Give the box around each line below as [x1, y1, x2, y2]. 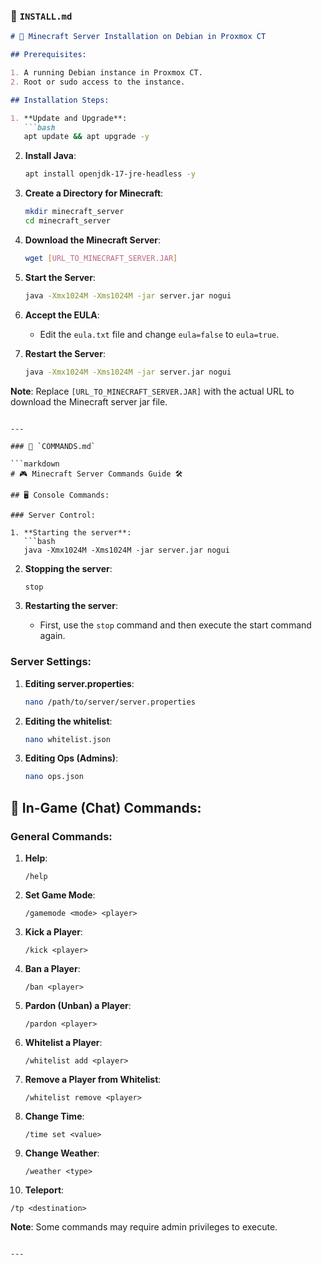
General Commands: [10, 829, 113, 843]
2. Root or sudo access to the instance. [10, 77, 186, 87]
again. [39, 630, 66, 642]
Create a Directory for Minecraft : [24, 187, 164, 199]
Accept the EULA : [24, 309, 100, 321]
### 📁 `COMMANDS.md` [10, 441, 97, 451]
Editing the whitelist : [24, 715, 113, 727]
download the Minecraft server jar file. [10, 395, 168, 408]
